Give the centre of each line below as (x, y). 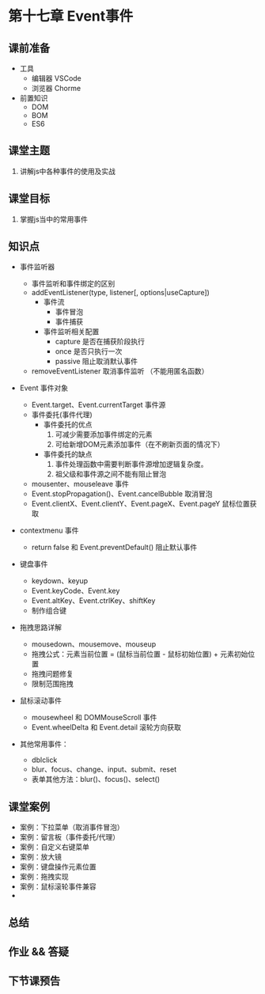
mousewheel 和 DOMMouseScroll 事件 (94, 718)
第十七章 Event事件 (71, 16)
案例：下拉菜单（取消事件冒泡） (72, 827)
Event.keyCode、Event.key (76, 591)
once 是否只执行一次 (89, 351)
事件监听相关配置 (71, 332)
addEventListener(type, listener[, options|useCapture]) (120, 293)
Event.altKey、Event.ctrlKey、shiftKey (93, 601)
